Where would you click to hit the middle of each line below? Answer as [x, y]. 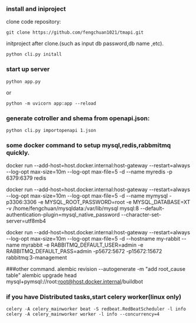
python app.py [24, 82]
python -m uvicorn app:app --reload [51, 103]
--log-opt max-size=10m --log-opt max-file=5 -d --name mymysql [87, 196]
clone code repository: [34, 22]
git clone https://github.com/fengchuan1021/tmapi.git [75, 33]
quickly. [18, 153]
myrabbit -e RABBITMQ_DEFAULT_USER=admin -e [82, 245]
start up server [28, 69]
